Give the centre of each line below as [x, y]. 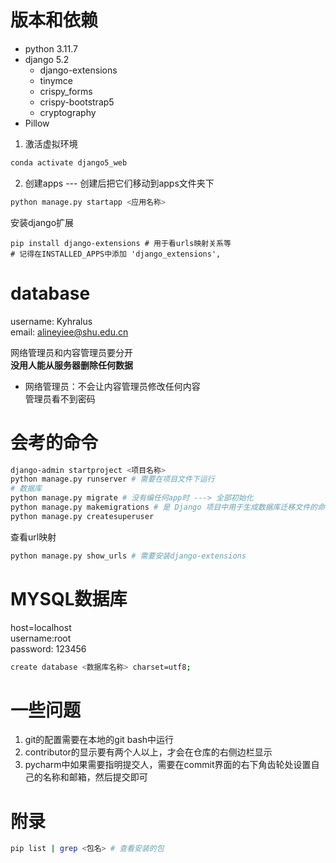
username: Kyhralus [51, 321]
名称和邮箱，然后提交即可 [95, 777]
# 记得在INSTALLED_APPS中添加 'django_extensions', [116, 254]
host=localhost [41, 627]
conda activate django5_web [69, 162]
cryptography [68, 112]
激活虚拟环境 [51, 143]
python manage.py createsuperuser [82, 516]
